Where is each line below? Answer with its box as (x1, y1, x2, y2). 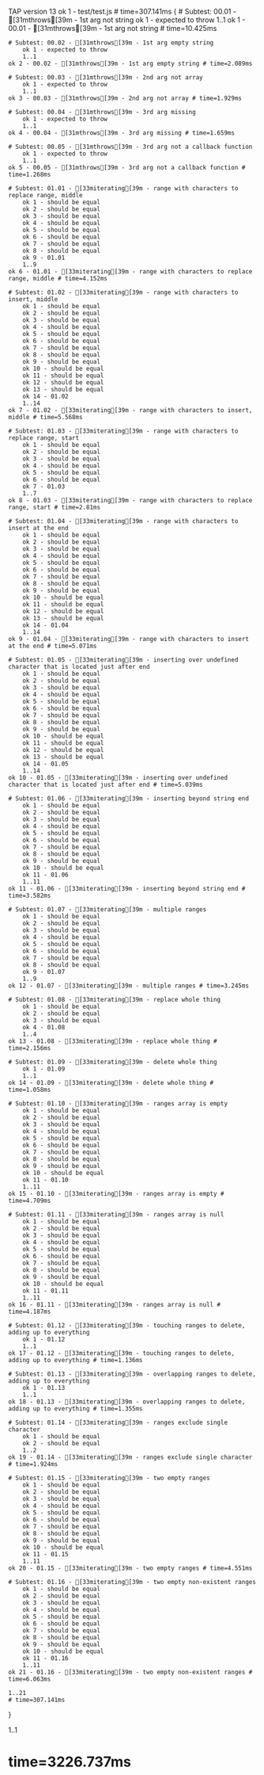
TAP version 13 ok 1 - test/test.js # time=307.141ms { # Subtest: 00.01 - (8, 7, 237, 16)
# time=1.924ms (8, 1460, 58, 1468)
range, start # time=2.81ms (8, 503, 101, 511)
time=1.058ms (8, 1086, 51, 1094)
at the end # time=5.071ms (8, 642, 97, 650)
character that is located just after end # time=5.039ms (8, 781, 203, 788)
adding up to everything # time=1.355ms (8, 1405, 144, 1413)
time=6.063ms (8, 1675, 51, 1683)
